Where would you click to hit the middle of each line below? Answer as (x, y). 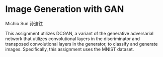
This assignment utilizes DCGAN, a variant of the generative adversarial (79, 33)
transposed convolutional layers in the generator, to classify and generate (81, 44)
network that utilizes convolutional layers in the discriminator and (72, 39)
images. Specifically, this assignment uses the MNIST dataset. (70, 49)
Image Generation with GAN (65, 9)
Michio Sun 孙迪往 (24, 23)
